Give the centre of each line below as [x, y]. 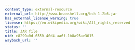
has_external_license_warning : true [42, 18]
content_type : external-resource [39, 9]
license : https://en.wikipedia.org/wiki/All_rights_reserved [68, 23]
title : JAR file [21, 31]
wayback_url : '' [21, 40]
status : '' [16, 27]
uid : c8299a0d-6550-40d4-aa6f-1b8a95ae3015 [49, 36]
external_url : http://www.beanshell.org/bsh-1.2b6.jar [61, 14]
